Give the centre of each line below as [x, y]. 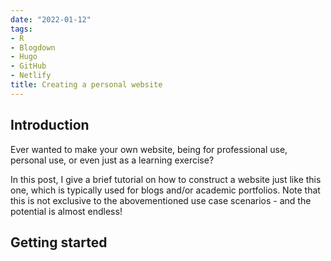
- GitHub [28, 66]
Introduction [50, 125]
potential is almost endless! [66, 211]
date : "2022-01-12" [51, 19]
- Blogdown [33, 47]
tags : [21, 29]
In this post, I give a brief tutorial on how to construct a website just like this [166, 179]
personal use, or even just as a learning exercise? [112, 160]
